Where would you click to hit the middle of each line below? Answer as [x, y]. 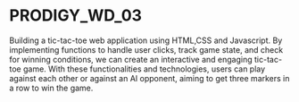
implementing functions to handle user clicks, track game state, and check [146, 49]
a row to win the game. [51, 88]
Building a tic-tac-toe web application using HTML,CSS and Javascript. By [146, 40]
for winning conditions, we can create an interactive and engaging [131, 59]
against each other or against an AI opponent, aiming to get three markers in [149, 78]
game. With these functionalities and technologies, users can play [144, 69]
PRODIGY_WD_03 [76, 16]
